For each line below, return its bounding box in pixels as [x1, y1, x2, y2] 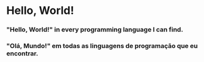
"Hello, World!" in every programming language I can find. [6, 26, 184, 34]
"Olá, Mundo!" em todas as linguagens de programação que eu [6, 42, 198, 50]
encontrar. [6, 49, 39, 58]
